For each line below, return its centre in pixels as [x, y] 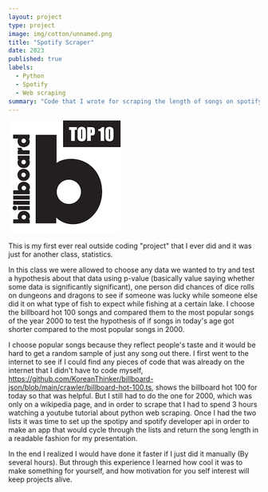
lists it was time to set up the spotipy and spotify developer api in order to [129, 422]
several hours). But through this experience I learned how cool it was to [126, 462]
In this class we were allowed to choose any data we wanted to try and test [132, 270]
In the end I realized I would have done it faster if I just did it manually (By [128, 454]
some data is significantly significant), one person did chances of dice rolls [132, 287]
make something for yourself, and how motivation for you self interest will [129, 471]
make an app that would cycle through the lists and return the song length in [134, 430]
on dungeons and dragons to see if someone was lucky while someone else [133, 295]
